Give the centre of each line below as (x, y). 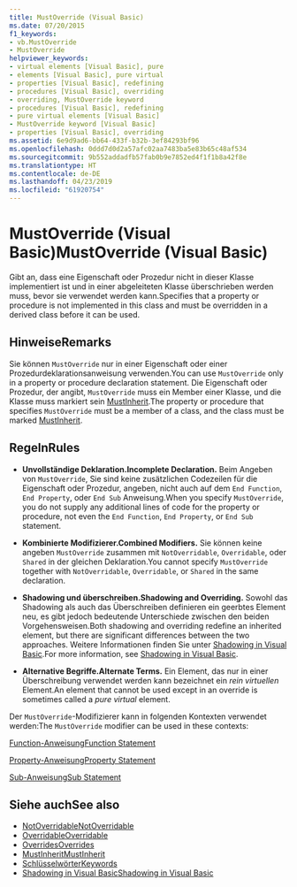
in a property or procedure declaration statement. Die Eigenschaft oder (138, 382)
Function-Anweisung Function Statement (83, 743)
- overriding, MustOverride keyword (76, 99)
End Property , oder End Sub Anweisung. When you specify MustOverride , (153, 497)
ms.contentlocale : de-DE (55, 173)
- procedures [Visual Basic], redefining (87, 108)
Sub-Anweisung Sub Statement (65, 777)
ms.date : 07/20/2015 (47, 26)
